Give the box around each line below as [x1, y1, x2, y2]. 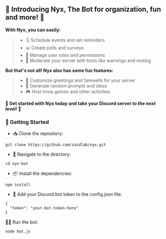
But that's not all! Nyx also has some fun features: [5, 67, 114, 73]
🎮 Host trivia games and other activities [25, 88, 111, 95]
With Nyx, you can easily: [5, 27, 61, 33]
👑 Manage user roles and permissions [25, 52, 106, 58]
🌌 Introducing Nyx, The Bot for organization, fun [5, 5, 161, 14]
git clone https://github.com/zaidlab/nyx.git [5, 142, 106, 147]
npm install [5, 182, 31, 187]
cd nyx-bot [5, 161, 29, 166]
